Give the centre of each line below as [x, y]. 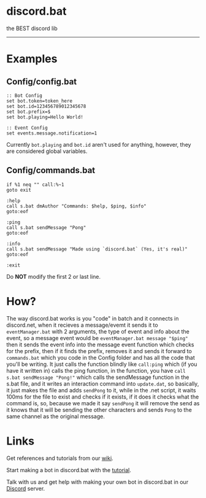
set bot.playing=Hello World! [45, 117]
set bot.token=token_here [39, 101]
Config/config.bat [42, 81]
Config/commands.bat [51, 170]
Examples [32, 59]
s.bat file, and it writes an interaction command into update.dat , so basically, [103, 383]
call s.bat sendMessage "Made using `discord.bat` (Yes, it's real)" [97, 249]
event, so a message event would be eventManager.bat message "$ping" [97, 338]
